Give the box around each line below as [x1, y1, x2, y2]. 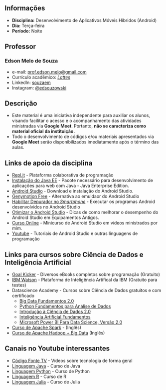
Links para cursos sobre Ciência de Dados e [4, 250, 144, 259]
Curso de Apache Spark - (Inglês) [11, 324, 82, 330]
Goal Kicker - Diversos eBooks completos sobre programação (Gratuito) [11, 271, 161, 277]
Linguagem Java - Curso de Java [11, 362, 81, 369]
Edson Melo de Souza [4, 57, 58, 64]
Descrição [4, 99, 37, 107]
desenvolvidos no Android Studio [11, 204, 80, 210]
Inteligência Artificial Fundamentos [19, 313, 91, 319]
